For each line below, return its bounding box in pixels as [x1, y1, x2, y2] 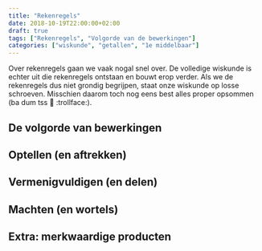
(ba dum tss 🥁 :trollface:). [8, 98, 92, 107]
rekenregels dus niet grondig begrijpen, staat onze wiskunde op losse [8, 81, 239, 91]
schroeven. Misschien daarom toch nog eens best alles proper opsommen [8, 89, 255, 99]
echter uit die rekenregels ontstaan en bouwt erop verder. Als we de [8, 72, 234, 82]
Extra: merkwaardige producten [8, 230, 171, 244]
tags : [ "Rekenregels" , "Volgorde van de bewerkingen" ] [8, 34, 196, 43]
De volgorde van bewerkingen [8, 121, 162, 135]
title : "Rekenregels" [8, 11, 81, 20]
